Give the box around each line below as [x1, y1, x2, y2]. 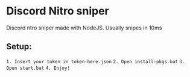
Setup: [6, 42, 32, 52]
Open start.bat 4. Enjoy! [6, 65, 71, 71]
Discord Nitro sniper [6, 4, 110, 18]
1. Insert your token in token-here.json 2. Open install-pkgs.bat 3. [6, 58, 185, 64]
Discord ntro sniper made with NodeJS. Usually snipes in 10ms [6, 24, 162, 31]
